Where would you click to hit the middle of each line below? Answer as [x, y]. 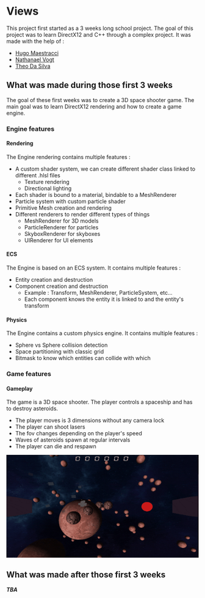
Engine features [31, 128]
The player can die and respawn [56, 446]
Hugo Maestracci [37, 53]
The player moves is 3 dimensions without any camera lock [90, 421]
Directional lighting [48, 188]
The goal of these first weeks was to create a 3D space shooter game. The [100, 100]
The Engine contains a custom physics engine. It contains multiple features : [102, 333]
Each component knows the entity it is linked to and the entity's [104, 299]
